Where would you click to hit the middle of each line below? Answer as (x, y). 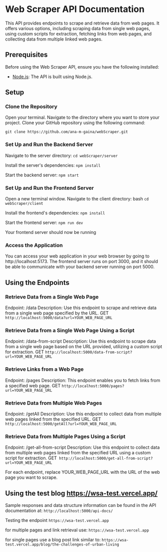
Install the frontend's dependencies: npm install (55, 213)
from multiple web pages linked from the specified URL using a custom (78, 453)
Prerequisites (26, 55)
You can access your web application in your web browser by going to (77, 256)
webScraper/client (24, 204)
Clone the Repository (31, 107)
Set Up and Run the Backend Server (49, 145)
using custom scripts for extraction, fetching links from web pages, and (79, 34)
